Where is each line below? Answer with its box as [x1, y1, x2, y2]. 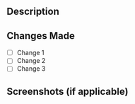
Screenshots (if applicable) [6, 85, 129, 98]
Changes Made [6, 30, 75, 42]
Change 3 [16, 64, 46, 73]
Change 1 [16, 49, 45, 57]
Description [6, 6, 59, 18]
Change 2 [16, 57, 46, 65]
